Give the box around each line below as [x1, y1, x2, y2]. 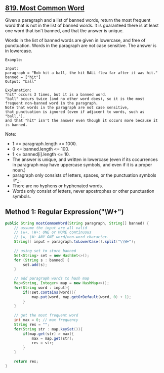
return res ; [14, 359, 39, 364]
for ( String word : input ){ [14, 285, 70, 290]
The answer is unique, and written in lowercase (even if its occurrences [12, 156, 158, 162]
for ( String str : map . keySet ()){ [14, 326, 83, 331]
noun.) [12, 167, 26, 173]
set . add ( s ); [23, 262, 48, 267]
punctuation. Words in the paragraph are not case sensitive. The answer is [5, 42, 157, 49]
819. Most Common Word [5, 4, 85, 12]
